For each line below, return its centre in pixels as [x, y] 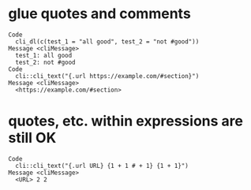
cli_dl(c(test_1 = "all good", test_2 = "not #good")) [107, 41]
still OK [32, 138]
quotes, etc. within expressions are [126, 121]
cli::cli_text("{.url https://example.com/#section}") [107, 76]
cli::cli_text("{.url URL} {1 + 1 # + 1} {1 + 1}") [102, 166]
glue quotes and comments [99, 14]
